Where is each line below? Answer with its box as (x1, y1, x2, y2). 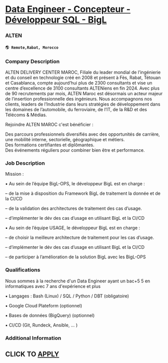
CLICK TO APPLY (5, 349, 59, 358)
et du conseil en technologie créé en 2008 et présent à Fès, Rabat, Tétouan (5, 75, 161, 81)
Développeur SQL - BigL (5, 14, 107, 26)
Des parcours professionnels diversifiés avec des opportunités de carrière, (5, 131, 160, 137)
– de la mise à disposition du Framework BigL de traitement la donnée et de (5, 190, 161, 196)
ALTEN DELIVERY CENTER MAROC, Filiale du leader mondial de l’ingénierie (5, 69, 161, 75)
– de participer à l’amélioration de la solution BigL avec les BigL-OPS (5, 254, 146, 260)
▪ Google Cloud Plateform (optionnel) (5, 302, 83, 308)
